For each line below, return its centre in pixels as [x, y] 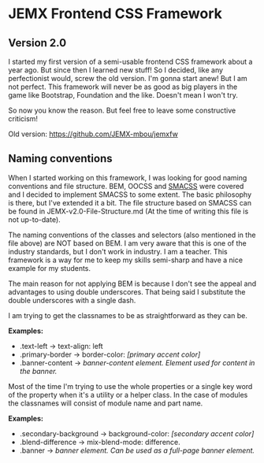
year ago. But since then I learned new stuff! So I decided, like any [115, 70]
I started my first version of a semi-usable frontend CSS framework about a [130, 61]
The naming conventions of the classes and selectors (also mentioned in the [132, 235]
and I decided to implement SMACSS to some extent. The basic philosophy [130, 194]
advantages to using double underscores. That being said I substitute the [127, 291]
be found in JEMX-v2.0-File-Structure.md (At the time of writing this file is [128, 211]
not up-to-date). [34, 219]
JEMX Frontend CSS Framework [115, 14]
